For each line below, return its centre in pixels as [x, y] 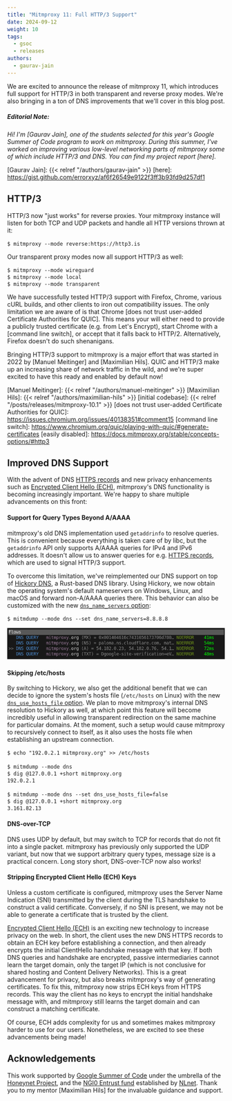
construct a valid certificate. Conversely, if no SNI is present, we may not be [115, 907]
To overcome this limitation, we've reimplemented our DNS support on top [113, 576]
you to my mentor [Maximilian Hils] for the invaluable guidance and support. [115, 1090]
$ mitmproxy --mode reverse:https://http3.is [74, 244]
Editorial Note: [28, 117]
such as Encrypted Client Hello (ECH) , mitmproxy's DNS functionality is [108, 487]
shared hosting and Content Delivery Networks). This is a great [97, 972]
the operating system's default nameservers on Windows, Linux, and [105, 590]
